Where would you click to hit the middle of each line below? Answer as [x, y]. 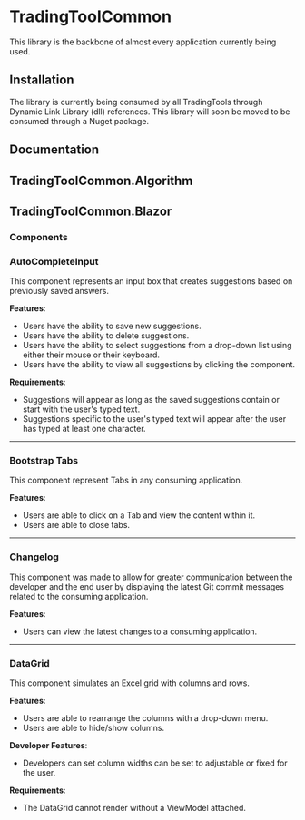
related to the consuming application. [79, 596]
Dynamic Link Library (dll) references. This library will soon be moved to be [150, 112]
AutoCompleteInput [54, 261]
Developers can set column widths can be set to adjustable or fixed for [155, 763]
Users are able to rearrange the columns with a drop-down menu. [145, 718]
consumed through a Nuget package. [79, 121]
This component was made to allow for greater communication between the [151, 577]
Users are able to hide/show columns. [93, 728]
